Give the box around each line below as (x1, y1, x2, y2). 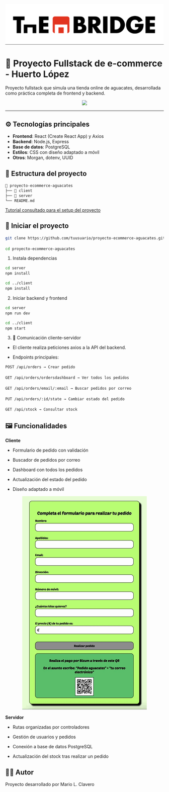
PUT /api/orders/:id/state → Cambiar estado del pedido (5, 396, 125, 401)
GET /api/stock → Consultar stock (5, 407, 78, 412)
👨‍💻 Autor (5, 768, 34, 776)
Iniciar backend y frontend (12, 295, 67, 301)
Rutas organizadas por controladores (12, 724, 90, 730)
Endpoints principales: (12, 354, 59, 361)
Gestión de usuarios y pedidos (12, 734, 76, 740)
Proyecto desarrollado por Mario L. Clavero (5, 781, 95, 787)
